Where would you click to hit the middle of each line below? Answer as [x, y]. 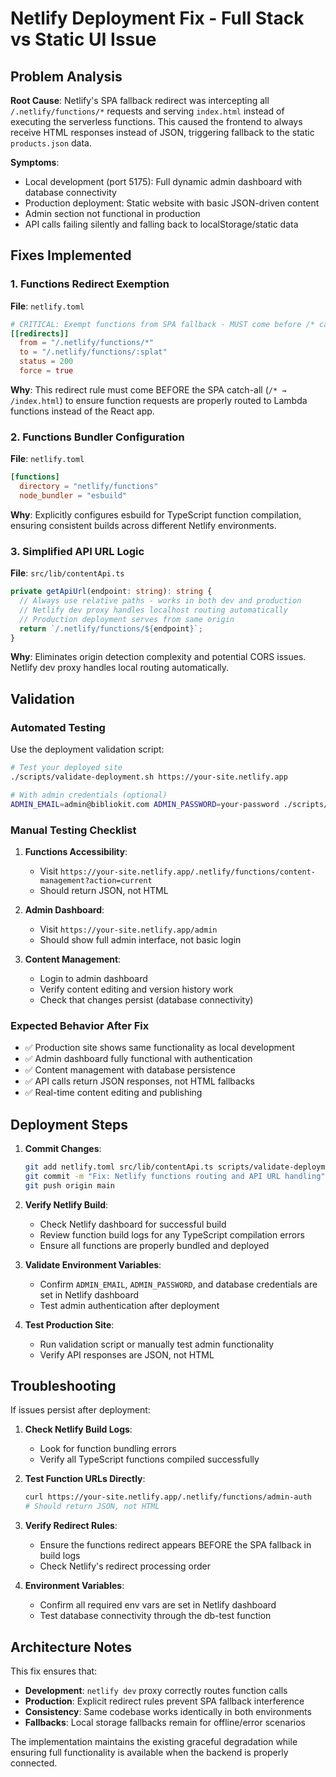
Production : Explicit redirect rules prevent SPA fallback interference [164, 1701]
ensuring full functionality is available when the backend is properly [149, 1752]
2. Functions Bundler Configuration [97, 437]
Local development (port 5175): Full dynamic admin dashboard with [163, 181]
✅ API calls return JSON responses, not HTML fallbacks [140, 1081]
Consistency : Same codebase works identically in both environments [168, 1711]
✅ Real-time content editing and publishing [113, 1093]
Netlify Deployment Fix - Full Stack [157, 18]
